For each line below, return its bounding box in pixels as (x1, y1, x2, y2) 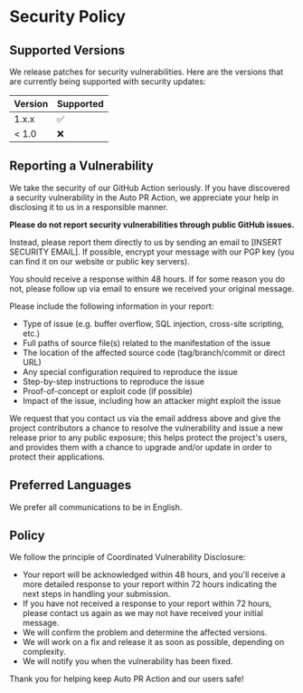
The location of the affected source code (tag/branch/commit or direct (22, 347, 286, 358)
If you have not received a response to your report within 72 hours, (22, 598, 272, 609)
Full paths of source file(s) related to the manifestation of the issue (22, 337, 271, 348)
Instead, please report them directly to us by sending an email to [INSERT (9, 236, 283, 247)
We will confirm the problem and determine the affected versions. (22, 627, 268, 638)
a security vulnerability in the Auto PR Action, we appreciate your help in (9, 192, 279, 203)
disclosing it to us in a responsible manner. (9, 201, 169, 212)
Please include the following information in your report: (9, 301, 214, 312)
